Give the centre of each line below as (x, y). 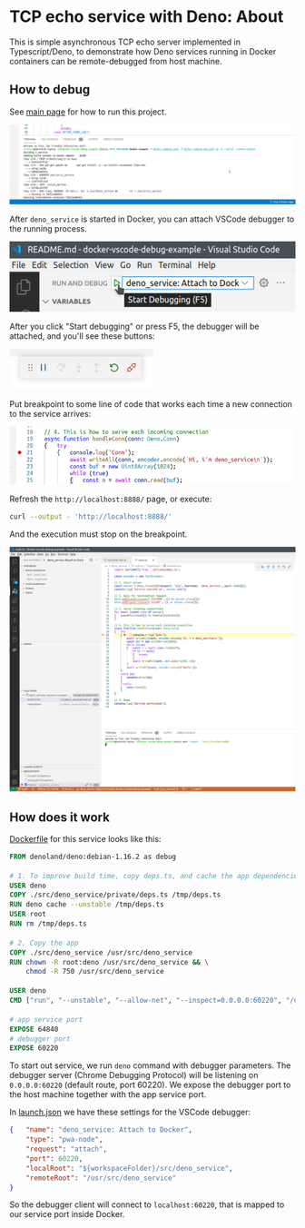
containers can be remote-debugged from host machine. (116, 61)
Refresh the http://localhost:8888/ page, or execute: (111, 499)
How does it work (60, 817)
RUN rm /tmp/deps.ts (49, 924)
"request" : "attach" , (66, 1149)
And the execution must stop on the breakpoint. (98, 534)
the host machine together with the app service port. (108, 1094)
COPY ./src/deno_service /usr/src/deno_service (101, 952)
